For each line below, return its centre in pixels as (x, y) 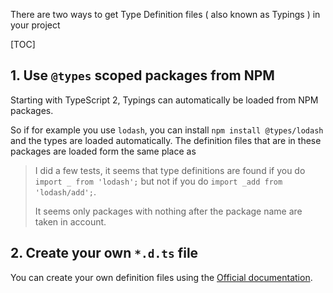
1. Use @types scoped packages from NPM (142, 75)
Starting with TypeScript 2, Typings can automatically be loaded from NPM (164, 100)
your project (35, 25)
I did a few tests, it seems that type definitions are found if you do (170, 170)
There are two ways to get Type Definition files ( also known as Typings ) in (165, 14)
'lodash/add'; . (65, 191)
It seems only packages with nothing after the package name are (168, 211)
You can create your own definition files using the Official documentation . (161, 277)
